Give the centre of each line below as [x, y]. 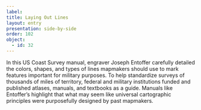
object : [16, 40]
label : [14, 12]
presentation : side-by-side [42, 29]
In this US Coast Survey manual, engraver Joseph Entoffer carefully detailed [101, 62]
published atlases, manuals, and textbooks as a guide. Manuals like [90, 88]
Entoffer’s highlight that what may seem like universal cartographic [89, 94]
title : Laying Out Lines [37, 17]
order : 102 [20, 34]
